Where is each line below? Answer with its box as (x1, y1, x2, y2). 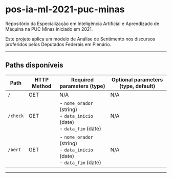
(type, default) (119, 82, 156, 90)
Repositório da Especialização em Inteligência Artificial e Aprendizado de (5, 20, 160, 27)
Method (32, 82, 52, 90)
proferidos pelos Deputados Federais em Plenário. (5, 41, 112, 47)
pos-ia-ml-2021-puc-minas (5, 4, 125, 15)
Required (71, 76, 94, 83)
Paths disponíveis (5, 61, 63, 70)
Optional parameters (111, 76, 163, 83)
